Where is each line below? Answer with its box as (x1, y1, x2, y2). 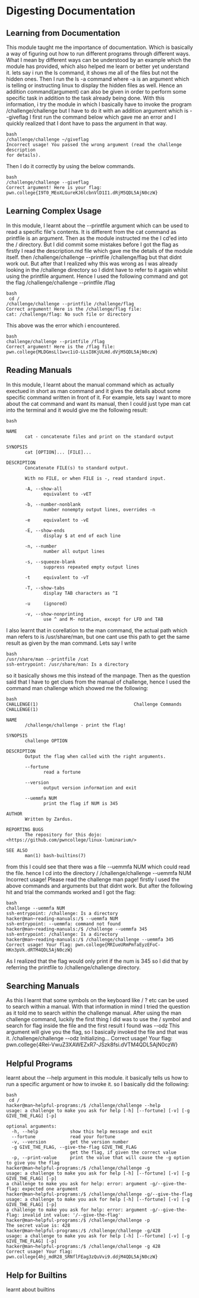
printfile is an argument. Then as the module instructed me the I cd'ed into (6, 234, 188, 242)
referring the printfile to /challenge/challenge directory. (6, 963, 141, 971)
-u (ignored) (24, 601, 68, 607)
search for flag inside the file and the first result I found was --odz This (6, 1022, 180, 1030)
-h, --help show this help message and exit (11, 1129, 153, 1135)
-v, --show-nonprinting (24, 611, 84, 617)
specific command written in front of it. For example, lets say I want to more (6, 394, 191, 401)
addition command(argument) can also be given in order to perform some (6, 88, 187, 95)
